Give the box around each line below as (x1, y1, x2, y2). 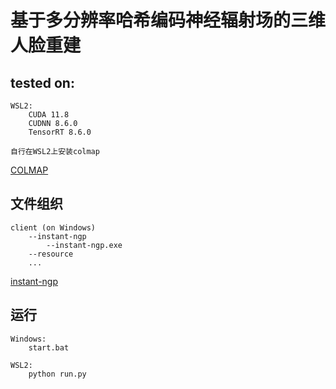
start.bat (28, 342, 70, 353)
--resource (28, 249, 74, 259)
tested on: (10, 74, 75, 91)
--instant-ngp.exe (46, 240, 123, 250)
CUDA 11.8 (28, 110, 70, 120)
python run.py (28, 369, 87, 379)
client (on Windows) (10, 222, 97, 233)
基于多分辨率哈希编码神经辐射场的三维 (10, 9, 327, 32)
